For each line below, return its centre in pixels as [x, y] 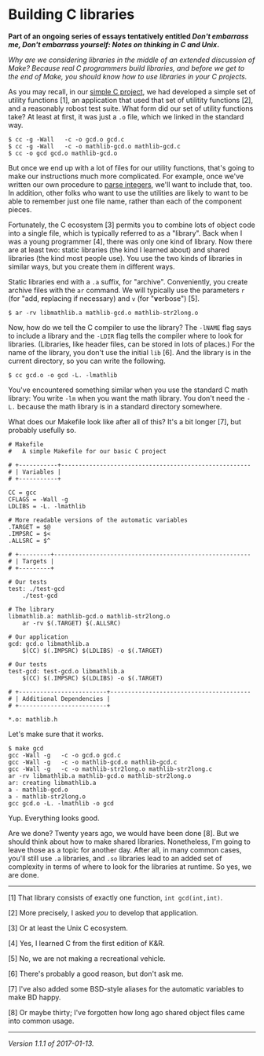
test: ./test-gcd [37, 588]
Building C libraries [71, 15]
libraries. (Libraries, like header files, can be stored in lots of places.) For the [132, 344]
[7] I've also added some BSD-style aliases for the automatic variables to [126, 988]
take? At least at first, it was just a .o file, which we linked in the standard [126, 116]
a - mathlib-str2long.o [47, 796]
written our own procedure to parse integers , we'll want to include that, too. [130, 184]
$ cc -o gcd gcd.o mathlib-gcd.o [63, 153]
